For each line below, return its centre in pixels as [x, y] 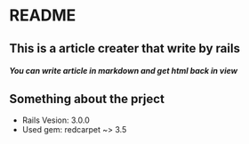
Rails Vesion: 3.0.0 [56, 120]
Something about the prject [87, 99]
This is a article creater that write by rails [124, 48]
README [43, 16]
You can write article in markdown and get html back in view [124, 71]
